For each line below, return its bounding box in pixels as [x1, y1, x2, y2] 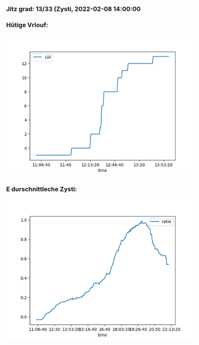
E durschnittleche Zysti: [6, 185, 77, 193]
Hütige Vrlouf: [6, 20, 49, 29]
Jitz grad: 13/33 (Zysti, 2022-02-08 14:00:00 [6, 5, 141, 13]
